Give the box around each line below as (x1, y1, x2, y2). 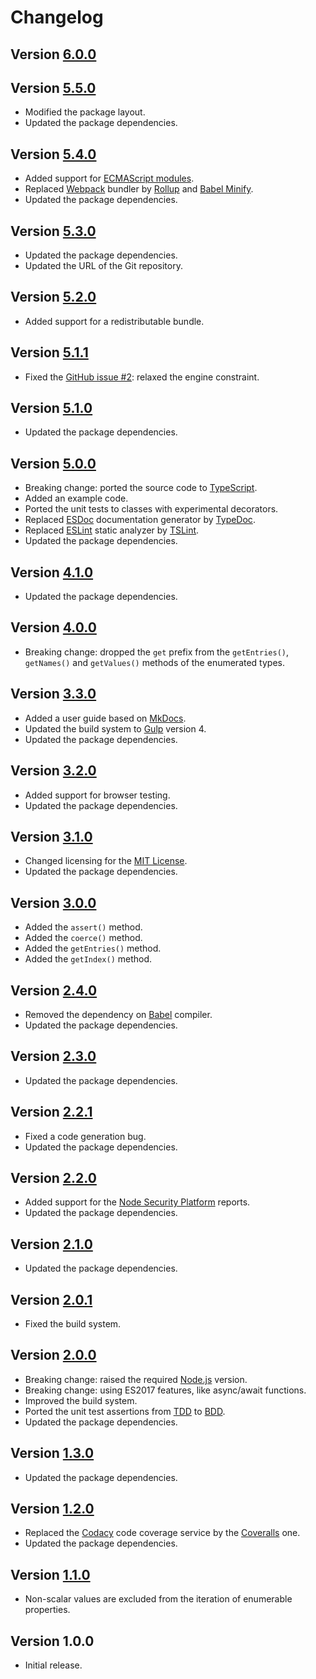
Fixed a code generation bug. (24, 1130, 147, 1142)
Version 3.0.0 (10, 894, 97, 911)
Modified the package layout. (24, 106, 146, 118)
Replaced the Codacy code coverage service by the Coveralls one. (24, 1527, 301, 1539)
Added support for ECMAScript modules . (24, 172, 195, 185)
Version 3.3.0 (10, 686, 97, 703)
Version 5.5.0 (10, 79, 97, 96)
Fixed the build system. (24, 1318, 122, 1330)
